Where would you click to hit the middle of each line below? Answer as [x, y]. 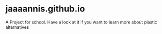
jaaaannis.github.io [45, 9]
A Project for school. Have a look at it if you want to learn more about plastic [81, 22]
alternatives [17, 27]
